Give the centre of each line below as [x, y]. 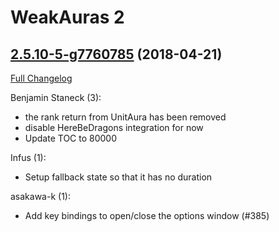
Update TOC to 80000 [71, 138]
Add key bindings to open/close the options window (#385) [147, 215]
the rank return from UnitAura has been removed [125, 117]
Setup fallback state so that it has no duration [118, 177]
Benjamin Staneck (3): [56, 97]
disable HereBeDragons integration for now [114, 127]
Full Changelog [41, 78]
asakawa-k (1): [40, 196]
